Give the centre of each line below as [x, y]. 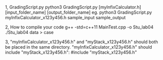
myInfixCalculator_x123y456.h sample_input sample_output [65, 17]
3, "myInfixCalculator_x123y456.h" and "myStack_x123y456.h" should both [81, 42]
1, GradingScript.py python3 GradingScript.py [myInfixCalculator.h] [73, 7]
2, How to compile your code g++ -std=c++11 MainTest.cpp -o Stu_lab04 [79, 27]
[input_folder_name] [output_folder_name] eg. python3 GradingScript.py [79, 12]
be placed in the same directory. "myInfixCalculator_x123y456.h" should [79, 47]
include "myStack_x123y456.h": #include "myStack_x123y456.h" [71, 52]
